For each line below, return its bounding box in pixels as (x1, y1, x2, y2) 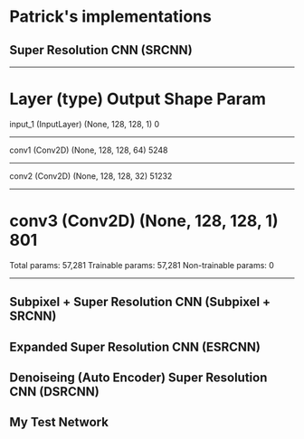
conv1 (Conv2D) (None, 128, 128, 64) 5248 (9, 145, 168, 155)
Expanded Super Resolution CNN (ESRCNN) (9, 339, 261, 354)
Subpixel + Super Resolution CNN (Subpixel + (9, 294, 271, 310)
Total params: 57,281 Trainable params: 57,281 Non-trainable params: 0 (9, 259, 274, 270)
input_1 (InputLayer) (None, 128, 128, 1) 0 (9, 118, 160, 129)
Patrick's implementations (9, 6, 213, 27)
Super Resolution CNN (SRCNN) (9, 42, 193, 58)
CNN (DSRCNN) (9, 384, 100, 399)
